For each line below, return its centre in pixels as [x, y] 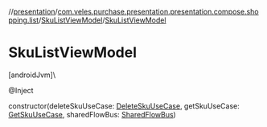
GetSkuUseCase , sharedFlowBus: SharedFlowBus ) [92, 114]
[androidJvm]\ [32, 75]
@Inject [21, 90]
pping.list [24, 20]
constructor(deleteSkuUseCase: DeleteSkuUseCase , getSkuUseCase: [124, 106]
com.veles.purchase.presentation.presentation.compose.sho [158, 12]
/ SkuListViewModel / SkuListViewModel [103, 20]
